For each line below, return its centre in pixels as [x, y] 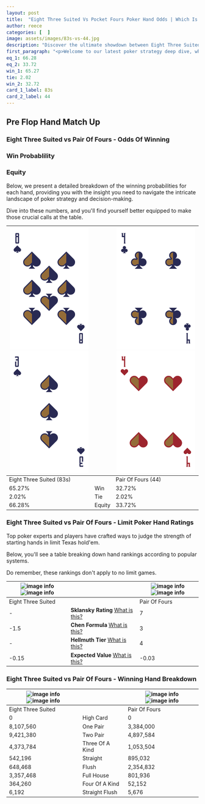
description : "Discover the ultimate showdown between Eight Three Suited [103, 45]
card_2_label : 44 [28, 97]
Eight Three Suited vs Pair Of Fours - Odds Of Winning [88, 139]
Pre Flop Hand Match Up [53, 122]
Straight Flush [100, 792]
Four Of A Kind [101, 784]
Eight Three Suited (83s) [40, 480]
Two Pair [93, 735]
